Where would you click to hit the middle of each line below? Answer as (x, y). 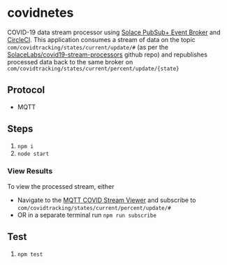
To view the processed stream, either (61, 186)
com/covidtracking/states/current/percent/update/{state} (93, 69)
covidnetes (41, 13)
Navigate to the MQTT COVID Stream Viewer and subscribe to (107, 200)
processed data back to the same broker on (70, 62)
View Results (30, 171)
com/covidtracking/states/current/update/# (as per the (88, 47)
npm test (30, 254)
